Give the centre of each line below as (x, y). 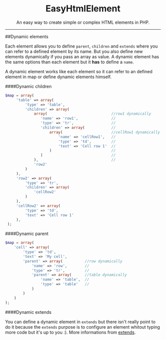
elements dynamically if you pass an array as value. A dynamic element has (82, 56)
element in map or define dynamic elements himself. (59, 77)
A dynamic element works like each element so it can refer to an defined (79, 71)
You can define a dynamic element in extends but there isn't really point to (80, 322)
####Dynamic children (28, 86)
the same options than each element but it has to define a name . (70, 62)
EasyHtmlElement (83, 9)
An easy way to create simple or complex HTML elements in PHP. (83, 22)
